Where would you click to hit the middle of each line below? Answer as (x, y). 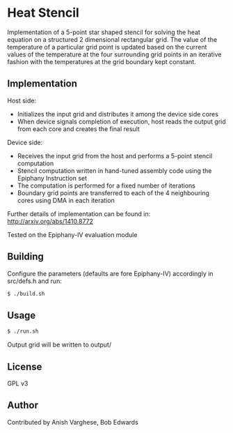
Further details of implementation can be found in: (79, 213)
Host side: (22, 100)
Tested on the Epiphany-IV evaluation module (72, 234)
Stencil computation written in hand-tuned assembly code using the (114, 170)
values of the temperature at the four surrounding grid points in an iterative (114, 54)
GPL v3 (18, 383)
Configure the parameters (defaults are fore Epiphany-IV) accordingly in (110, 273)
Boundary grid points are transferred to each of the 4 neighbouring (113, 192)
